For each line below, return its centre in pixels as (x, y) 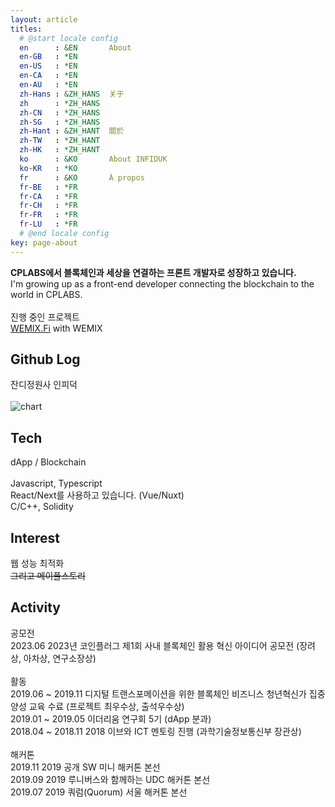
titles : (26, 29)
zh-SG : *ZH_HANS (60, 122)
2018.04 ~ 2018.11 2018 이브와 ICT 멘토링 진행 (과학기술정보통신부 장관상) (156, 731)
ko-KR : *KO (48, 168)
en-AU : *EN (48, 85)
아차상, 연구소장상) (60, 658)
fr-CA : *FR (48, 196)
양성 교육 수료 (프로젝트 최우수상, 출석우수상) (97, 706)
